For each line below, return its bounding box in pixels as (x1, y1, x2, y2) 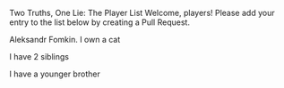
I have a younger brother (9, 68, 100, 79)
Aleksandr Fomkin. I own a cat (9, 35, 121, 44)
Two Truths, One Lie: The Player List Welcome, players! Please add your (9, 8, 275, 18)
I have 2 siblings (9, 52, 70, 61)
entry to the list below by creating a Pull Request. (9, 17, 191, 28)
